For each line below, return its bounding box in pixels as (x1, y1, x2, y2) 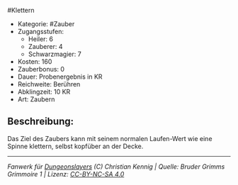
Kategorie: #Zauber (17, 20, 75, 28)
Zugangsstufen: (17, 28, 64, 35)
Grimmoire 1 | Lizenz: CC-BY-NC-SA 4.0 (7, 169, 125, 178)
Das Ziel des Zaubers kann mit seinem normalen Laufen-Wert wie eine (7, 134, 212, 142)
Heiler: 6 (28, 35, 54, 43)
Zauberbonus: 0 (17, 65, 65, 73)
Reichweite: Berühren (17, 80, 81, 88)
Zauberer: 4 (28, 43, 63, 50)
